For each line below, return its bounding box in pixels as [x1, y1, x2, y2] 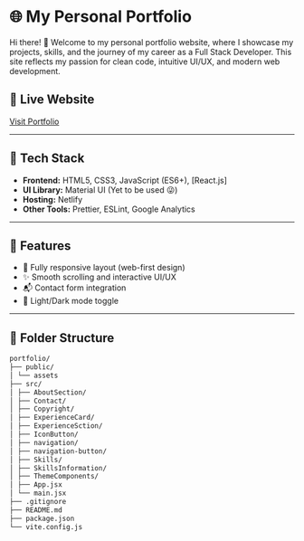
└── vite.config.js [9, 522, 83, 531]
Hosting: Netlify [22, 194, 83, 204]
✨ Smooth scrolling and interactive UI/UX [22, 271, 176, 282]
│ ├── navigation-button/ [9, 446, 107, 456]
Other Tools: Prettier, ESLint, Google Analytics [22, 204, 196, 214]
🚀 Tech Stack [9, 151, 85, 166]
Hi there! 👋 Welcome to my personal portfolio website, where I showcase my [9, 36, 294, 47]
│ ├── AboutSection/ [9, 387, 88, 397]
